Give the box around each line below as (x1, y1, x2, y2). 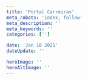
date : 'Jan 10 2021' (6, 42, 59, 48)
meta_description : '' (6, 20, 61, 26)
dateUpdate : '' (6, 48, 45, 55)
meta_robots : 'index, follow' (6, 15, 83, 21)
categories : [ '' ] (6, 32, 50, 38)
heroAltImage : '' (6, 64, 50, 70)
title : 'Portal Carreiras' (6, 8, 75, 15)
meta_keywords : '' (6, 25, 53, 32)
